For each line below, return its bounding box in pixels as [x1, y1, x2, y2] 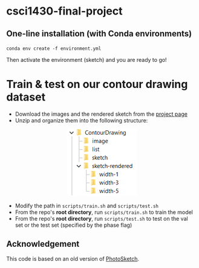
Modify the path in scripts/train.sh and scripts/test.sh [15, 202, 159, 209]
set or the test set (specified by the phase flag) [15, 221, 132, 229]
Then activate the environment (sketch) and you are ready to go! [6, 56, 168, 63]
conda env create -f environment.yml [6, 45, 102, 52]
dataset [6, 90, 46, 104]
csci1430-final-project [6, 4, 123, 18]
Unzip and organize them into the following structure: [15, 116, 148, 124]
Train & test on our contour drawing [6, 78, 188, 92]
